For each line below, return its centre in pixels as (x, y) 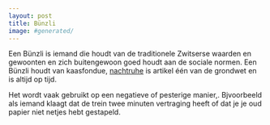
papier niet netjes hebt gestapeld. (65, 112)
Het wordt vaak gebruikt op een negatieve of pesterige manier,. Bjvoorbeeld (135, 95)
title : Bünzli (32, 23)
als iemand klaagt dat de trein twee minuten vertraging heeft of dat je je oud (135, 104)
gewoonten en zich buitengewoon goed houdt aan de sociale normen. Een (133, 62)
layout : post (30, 16)
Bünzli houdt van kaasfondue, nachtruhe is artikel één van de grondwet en (133, 71)
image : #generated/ (41, 31)
